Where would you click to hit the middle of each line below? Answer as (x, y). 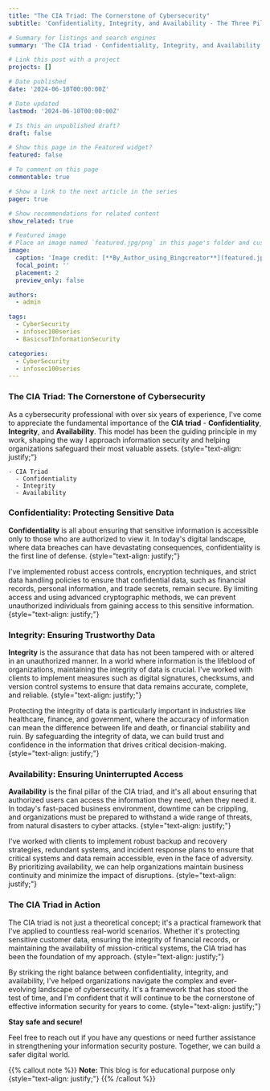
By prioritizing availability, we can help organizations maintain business (126, 867)
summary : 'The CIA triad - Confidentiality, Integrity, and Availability (135, 45)
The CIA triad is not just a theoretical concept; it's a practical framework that (135, 922)
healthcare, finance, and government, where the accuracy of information (129, 719)
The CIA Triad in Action (54, 905)
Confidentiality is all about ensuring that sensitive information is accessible (133, 530)
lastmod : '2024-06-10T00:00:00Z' (64, 111)
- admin (29, 302)
